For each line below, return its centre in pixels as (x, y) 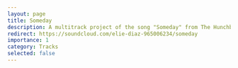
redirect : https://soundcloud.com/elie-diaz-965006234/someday (103, 34)
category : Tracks (33, 47)
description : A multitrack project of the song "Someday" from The (109, 27)
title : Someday (30, 21)
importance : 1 (28, 40)
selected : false (31, 54)
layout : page (27, 14)
